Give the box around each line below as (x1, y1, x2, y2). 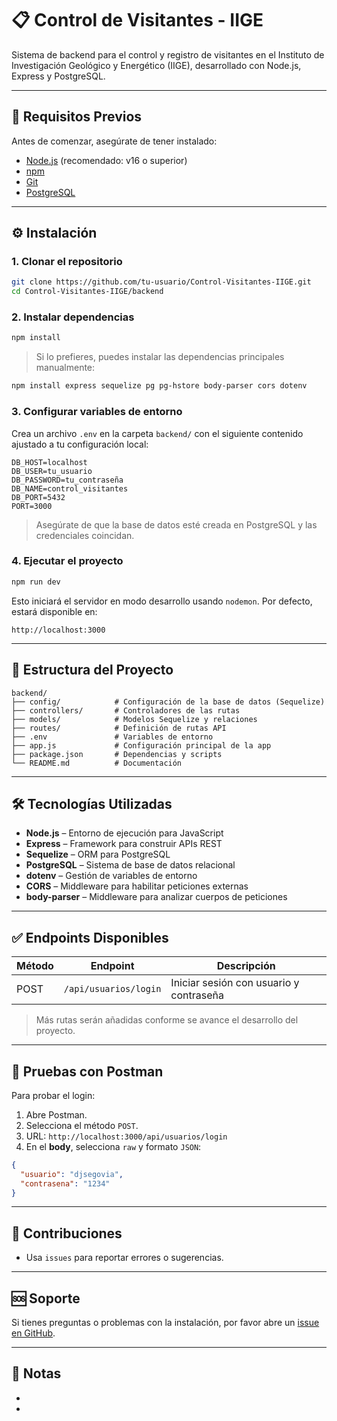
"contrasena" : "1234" (20, 1178, 111, 1189)
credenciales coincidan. (35, 529, 135, 541)
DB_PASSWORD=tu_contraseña (11, 475, 124, 485)
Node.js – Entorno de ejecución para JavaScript (25, 827, 224, 839)
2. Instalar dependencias (11, 310, 135, 324)
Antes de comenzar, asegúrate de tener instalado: (11, 135, 218, 147)
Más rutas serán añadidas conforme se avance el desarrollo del (35, 1014, 299, 1026)
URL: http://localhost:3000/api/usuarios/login (25, 1130, 228, 1142)
